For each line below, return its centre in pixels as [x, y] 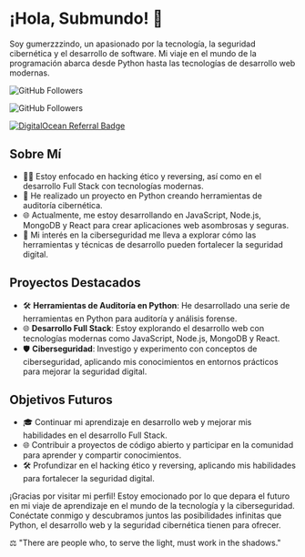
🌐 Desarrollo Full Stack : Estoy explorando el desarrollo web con [143, 328]
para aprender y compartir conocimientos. [102, 455]
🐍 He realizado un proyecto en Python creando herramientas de [142, 196]
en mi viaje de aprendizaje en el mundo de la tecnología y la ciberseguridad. [152, 506]
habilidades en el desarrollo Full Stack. [95, 435]
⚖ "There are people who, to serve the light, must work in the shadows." [145, 543]
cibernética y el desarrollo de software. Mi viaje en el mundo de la [133, 53]
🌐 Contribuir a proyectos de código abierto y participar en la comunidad [158, 445]
